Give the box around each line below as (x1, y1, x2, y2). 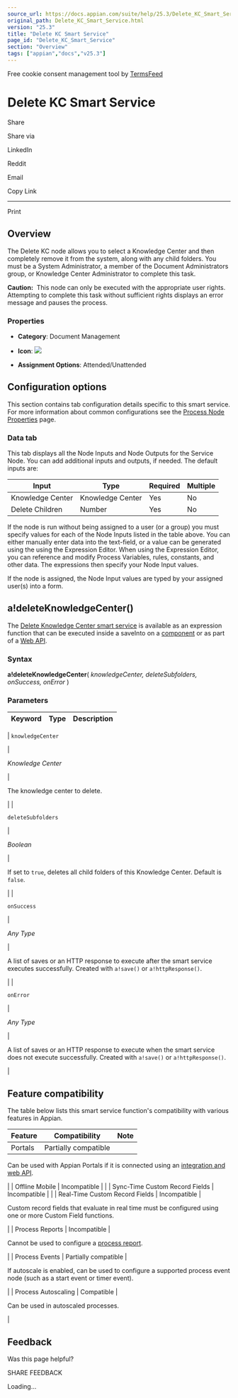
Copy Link (7, 186, 37, 195)
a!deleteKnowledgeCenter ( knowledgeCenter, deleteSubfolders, (7, 670, 198, 679)
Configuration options (7, 381, 108, 393)
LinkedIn (7, 145, 33, 154)
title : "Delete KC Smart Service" (7, 30, 110, 38)
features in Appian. (7, 1114, 63, 1123)
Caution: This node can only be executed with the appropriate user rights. (7, 283, 226, 291)
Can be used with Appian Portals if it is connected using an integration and (7, 1161, 225, 1170)
